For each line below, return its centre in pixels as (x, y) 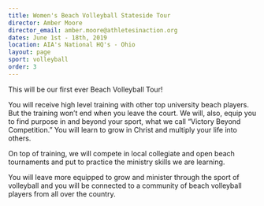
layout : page (30, 52)
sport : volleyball (38, 60)
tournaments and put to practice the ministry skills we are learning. (117, 162)
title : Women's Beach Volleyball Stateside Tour (89, 15)
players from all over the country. (62, 193)
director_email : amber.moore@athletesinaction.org (93, 30)
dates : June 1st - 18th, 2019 (58, 37)
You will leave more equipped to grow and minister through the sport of (124, 177)
